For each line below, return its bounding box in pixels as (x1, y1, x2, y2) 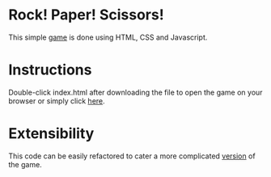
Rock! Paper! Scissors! (8, 6, 164, 24)
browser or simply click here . (8, 95, 105, 106)
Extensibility (8, 124, 95, 143)
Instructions (8, 61, 92, 79)
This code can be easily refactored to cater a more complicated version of (8, 151, 256, 161)
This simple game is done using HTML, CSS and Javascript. (8, 32, 208, 42)
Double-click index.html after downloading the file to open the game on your (8, 87, 263, 97)
